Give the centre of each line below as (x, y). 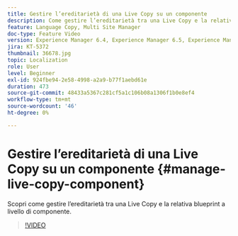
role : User (23, 67)
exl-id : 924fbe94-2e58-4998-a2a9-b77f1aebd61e (77, 80)
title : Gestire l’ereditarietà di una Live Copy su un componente (107, 14)
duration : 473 (28, 86)
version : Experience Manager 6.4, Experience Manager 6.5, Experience (114, 40)
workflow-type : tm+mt (39, 100)
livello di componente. (40, 211)
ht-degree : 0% (28, 113)
